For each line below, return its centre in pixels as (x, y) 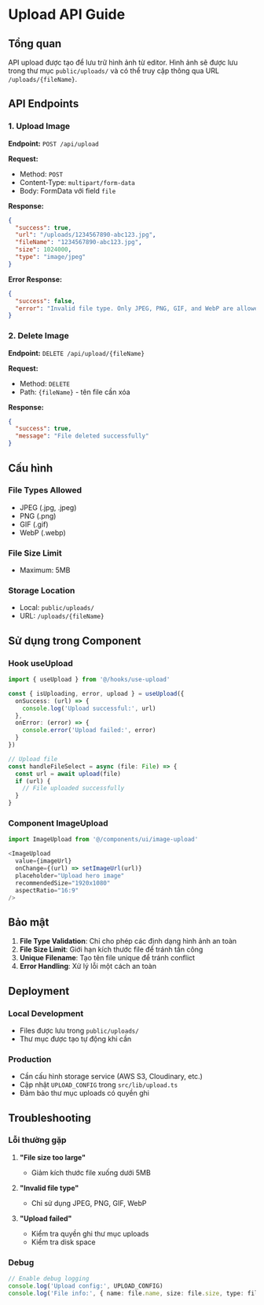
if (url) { (33, 781)
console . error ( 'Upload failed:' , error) (89, 730)
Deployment (39, 991)
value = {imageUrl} (44, 861)
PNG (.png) (38, 516)
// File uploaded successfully (73, 789)
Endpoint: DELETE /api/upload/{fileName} (77, 353)
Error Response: (35, 279)
